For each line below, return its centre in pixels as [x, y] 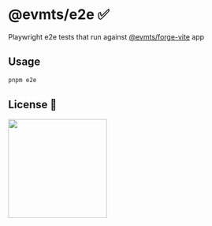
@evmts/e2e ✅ [59, 15]
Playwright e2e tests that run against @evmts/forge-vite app [106, 36]
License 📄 [33, 105]
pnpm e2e [22, 80]
